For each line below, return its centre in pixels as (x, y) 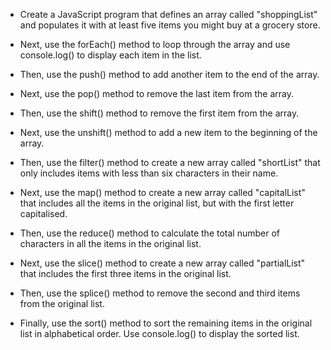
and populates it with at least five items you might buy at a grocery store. (170, 25)
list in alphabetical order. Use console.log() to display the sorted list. (159, 333)
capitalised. (43, 213)
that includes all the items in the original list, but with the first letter (157, 203)
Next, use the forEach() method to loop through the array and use (155, 44)
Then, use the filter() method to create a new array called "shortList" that (170, 162)
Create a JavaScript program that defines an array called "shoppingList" (168, 14)
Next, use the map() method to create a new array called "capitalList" (162, 192)
